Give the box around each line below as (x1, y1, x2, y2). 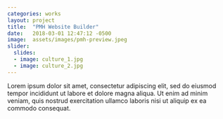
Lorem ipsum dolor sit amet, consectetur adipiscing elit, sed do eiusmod (7, 81, 217, 90)
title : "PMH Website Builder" (7, 23, 99, 30)
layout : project (7, 17, 55, 24)
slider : (7, 43, 30, 50)
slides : (13, 50, 37, 57)
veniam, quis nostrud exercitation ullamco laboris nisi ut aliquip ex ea (7, 96, 207, 105)
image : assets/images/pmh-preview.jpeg (7, 36, 128, 43)
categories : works (7, 10, 61, 17)
